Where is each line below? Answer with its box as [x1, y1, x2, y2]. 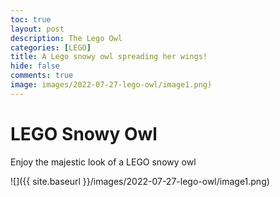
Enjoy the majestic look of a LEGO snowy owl [10, 156, 197, 168]
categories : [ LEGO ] [10, 42, 92, 53]
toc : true [10, 14, 52, 25]
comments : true [10, 71, 74, 81]
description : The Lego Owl [10, 33, 123, 43]
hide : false [10, 61, 60, 71]
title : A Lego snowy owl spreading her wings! [10, 52, 208, 62]
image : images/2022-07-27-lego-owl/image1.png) [10, 80, 213, 90]
